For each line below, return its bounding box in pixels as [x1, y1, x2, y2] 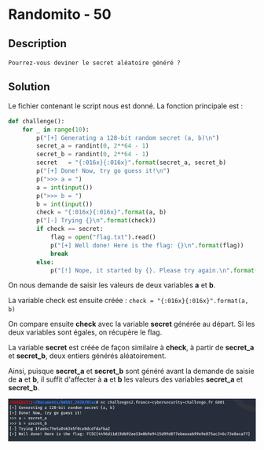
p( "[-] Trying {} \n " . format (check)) [36, 217, 156, 225]
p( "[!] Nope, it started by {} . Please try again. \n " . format [49, 266, 255, 274]
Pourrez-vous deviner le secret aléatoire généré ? [8, 59, 181, 67]
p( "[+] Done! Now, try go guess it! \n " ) [36, 167, 170, 175]
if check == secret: [36, 225, 104, 233]
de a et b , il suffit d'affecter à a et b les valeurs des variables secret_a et [8, 375, 244, 384]
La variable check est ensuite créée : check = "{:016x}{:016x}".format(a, [8, 296, 249, 305]
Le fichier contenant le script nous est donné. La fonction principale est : [8, 101, 244, 111]
